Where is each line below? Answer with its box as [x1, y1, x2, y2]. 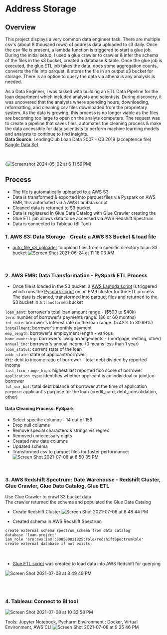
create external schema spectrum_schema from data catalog [5, 528, 131, 533]
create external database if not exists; [5, 541, 93, 546]
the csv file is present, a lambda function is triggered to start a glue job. [5, 47, 152, 53]
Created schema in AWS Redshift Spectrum [12, 518, 102, 524]
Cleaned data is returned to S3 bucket [12, 205, 91, 211]
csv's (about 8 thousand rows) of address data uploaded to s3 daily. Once [5, 42, 158, 48]
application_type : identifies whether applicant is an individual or [5, 373, 138, 379]
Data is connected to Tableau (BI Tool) [12, 221, 91, 227]
